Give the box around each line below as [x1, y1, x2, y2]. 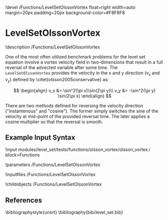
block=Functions [5, 152, 40, 158]
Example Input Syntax [5, 133, 75, 142]
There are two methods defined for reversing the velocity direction [5, 102, 143, 108]
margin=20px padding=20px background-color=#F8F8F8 [5, 10, 125, 16]
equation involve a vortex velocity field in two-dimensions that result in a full [5, 59, 163, 65]
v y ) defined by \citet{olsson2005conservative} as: [5, 76, 109, 84]
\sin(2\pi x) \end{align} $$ [57, 93, 112, 99]
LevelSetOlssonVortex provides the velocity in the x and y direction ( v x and [5, 70, 160, 77]
